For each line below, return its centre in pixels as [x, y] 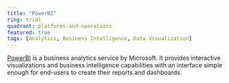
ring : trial [24, 20]
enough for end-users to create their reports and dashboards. [95, 73]
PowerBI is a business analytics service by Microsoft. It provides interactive [114, 58]
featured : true [29, 32]
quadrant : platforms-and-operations [59, 26]
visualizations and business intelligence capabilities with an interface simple [115, 65]
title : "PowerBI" [32, 13]
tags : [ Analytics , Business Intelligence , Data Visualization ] [100, 39]
